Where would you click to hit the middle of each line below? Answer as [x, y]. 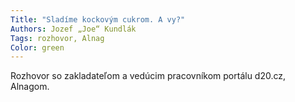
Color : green [37, 47]
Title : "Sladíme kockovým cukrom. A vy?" [98, 19]
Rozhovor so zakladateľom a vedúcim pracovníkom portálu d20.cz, [148, 76]
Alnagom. [30, 87]
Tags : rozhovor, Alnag [57, 38]
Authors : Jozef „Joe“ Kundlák [73, 29]
